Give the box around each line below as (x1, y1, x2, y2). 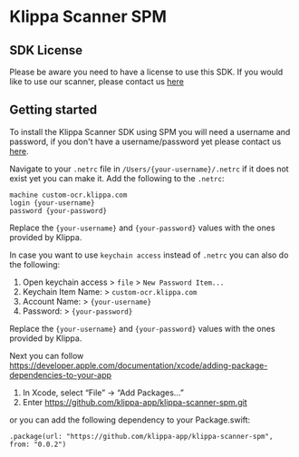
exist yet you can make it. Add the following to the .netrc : (9, 172, 225, 183)
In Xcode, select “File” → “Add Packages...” (22, 387, 184, 398)
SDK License (9, 43, 83, 58)
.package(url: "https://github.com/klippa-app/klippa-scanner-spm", (9, 432, 274, 441)
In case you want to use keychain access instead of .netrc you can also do (9, 249, 289, 260)
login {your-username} (9, 198, 95, 208)
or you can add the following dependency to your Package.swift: (9, 414, 251, 425)
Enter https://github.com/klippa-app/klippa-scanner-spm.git (22, 396, 247, 407)
